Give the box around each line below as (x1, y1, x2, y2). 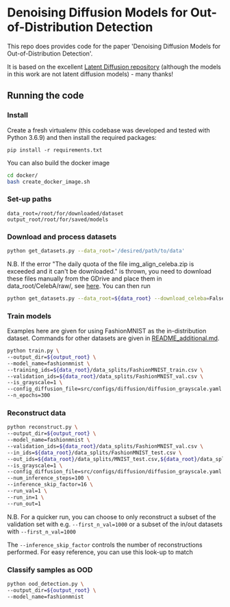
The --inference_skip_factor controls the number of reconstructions (7, 540, 203, 549)
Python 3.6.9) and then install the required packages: (7, 133, 157, 141)
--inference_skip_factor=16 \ (7, 481, 94, 488)
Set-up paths (7, 194, 52, 204)
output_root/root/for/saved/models (7, 216, 109, 223)
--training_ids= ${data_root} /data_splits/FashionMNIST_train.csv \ (7, 366, 204, 373)
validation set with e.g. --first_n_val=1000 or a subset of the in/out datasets (7, 520, 223, 528)
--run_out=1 (7, 500, 41, 507)
